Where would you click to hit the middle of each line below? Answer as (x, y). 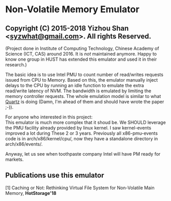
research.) (16, 65)
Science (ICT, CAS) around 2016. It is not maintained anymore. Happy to (81, 54)
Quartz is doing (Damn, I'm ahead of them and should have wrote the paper (85, 102)
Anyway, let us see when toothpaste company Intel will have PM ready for (83, 154)
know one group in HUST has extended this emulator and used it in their (81, 59)
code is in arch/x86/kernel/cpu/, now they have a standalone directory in (82, 139)
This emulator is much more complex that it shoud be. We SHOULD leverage (86, 122)
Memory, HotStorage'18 (31, 193)
